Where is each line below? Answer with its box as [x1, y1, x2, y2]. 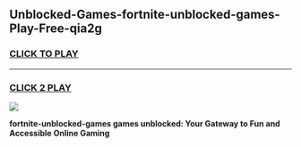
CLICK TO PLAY [9, 48, 79, 61]
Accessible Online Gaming [9, 127, 110, 138]
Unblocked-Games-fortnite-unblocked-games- [9, 7, 280, 22]
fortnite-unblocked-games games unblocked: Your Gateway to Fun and [9, 118, 280, 128]
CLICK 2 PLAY [9, 81, 72, 94]
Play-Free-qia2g [9, 21, 103, 37]
